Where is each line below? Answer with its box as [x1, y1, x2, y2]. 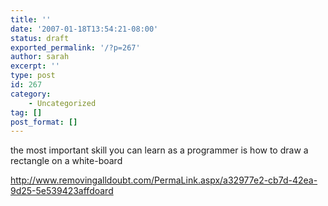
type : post [10, 71, 56, 81]
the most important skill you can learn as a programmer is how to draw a [10, 144, 309, 156]
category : [10, 89, 52, 99]
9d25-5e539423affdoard [10, 185, 114, 197]
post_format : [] [10, 117, 78, 127]
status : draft [10, 33, 70, 43]
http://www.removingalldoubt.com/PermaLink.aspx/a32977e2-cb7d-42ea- [10, 174, 318, 186]
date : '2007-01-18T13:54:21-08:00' [10, 24, 159, 34]
